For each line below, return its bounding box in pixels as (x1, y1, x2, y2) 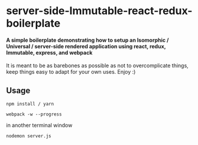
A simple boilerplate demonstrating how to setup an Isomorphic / (6, 37, 170, 44)
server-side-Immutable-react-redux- (6, 4, 193, 18)
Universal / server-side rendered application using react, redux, (6, 42, 166, 50)
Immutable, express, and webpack (6, 49, 93, 56)
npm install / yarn (6, 101, 54, 107)
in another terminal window (6, 122, 73, 129)
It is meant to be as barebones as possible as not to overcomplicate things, (6, 62, 189, 69)
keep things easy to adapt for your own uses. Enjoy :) (6, 68, 136, 75)
